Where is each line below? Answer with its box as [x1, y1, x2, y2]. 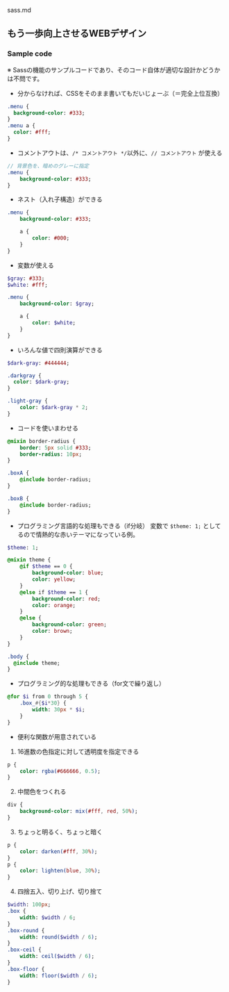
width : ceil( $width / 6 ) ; [19, 953, 95, 960]
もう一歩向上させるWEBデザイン [7, 28, 147, 40]
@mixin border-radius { [7, 438, 76, 445]
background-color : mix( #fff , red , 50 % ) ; [19, 808, 138, 815]
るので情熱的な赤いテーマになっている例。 [17, 530, 139, 538]
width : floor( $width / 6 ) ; [19, 972, 98, 979]
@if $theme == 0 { [19, 563, 73, 570]
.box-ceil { [7, 946, 42, 954]
